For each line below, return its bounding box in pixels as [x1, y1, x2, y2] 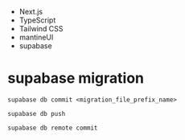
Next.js [18, 7, 43, 16]
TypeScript [18, 15, 56, 25]
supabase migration [7, 69, 145, 88]
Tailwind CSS [18, 24, 64, 33]
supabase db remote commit [7, 124, 98, 132]
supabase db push [7, 109, 66, 117]
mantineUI [18, 32, 54, 42]
